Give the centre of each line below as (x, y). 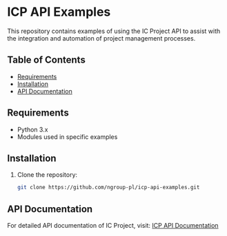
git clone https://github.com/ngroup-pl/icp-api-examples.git (108, 187)
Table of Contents (47, 60)
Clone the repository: (47, 175)
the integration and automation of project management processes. (101, 38)
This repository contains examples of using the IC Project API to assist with (114, 31)
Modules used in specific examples (67, 137)
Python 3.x (32, 129)
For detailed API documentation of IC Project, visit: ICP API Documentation (113, 226)
